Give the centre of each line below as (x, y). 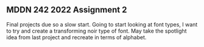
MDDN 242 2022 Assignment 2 (67, 10)
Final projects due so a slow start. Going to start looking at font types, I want (102, 24)
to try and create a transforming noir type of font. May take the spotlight (97, 31)
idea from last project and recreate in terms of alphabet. (76, 37)
